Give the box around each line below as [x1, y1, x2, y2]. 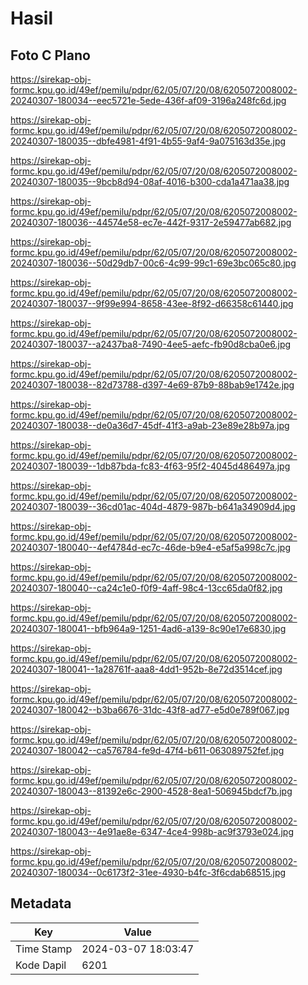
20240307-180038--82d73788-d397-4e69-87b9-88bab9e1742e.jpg [10, 379, 295, 391]
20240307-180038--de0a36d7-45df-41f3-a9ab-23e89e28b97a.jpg [10, 420, 290, 431]
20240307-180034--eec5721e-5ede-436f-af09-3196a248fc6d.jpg [10, 95, 287, 106]
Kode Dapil [15, 958, 67, 972]
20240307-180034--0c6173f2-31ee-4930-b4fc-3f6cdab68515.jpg [10, 867, 287, 878]
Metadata [10, 895, 72, 912]
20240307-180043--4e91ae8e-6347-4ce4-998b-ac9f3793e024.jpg [10, 826, 295, 837]
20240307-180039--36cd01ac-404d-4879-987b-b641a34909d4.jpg [10, 501, 296, 512]
